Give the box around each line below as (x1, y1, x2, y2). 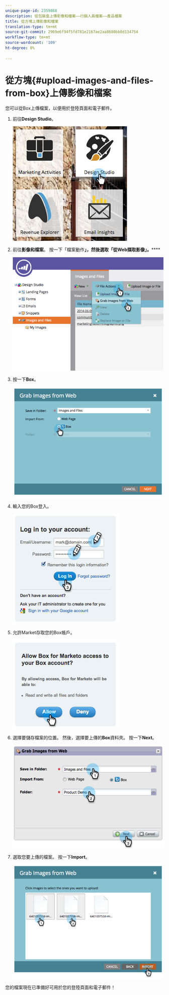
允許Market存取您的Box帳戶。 (12, 629, 75, 636)
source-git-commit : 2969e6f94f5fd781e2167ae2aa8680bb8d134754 (5, 29, 138, 35)
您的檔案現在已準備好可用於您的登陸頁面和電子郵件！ (5, 984, 116, 990)
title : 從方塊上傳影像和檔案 (5, 19, 59, 24)
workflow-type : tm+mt (5, 35, 51, 40)
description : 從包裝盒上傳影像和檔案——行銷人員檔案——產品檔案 (5, 13, 122, 19)
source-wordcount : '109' (5, 40, 57, 45)
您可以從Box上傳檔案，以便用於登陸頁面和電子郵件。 (5, 105, 115, 111)
